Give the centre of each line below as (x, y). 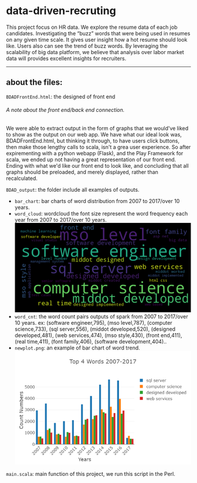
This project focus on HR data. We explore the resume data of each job (92, 27)
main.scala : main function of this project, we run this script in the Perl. (91, 474)
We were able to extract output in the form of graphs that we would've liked (97, 128)
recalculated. (22, 178)
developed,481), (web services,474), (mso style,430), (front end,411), (98, 335)
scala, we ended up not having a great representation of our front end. (91, 159)
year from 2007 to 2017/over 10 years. (61, 219)
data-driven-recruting (61, 11)
